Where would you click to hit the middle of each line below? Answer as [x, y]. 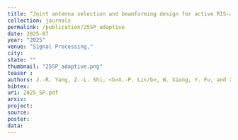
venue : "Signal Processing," [50, 47]
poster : [19, 119]
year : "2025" [27, 40]
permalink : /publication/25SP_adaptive [66, 27]
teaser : [20, 73]
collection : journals [39, 21]
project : [20, 106]
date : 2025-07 [28, 34]
